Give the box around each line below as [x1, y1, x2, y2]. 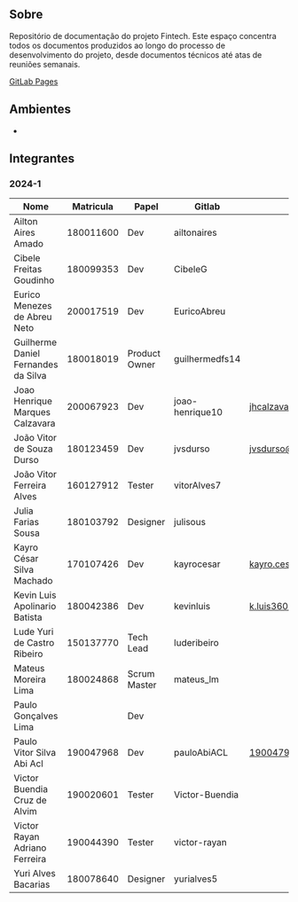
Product [127, 348, 161, 360]
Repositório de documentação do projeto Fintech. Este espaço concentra [9, 30, 277, 41]
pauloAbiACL [174, 747, 229, 759]
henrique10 [174, 406, 223, 419]
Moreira [13, 673, 47, 686]
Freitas [13, 263, 43, 276]
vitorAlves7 [174, 479, 222, 491]
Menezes [13, 300, 52, 312]
